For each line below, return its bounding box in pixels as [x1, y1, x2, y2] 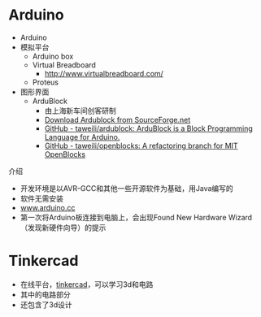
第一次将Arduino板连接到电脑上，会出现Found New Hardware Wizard [20, 212, 253, 222]
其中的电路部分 [20, 289, 71, 299]
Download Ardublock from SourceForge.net [44, 115, 191, 124]
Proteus [32, 77, 59, 87]
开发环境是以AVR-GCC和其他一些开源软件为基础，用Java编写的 [20, 183, 233, 193]
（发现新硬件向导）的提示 [20, 222, 107, 232]
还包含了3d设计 [20, 299, 73, 310]
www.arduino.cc [20, 202, 76, 212]
